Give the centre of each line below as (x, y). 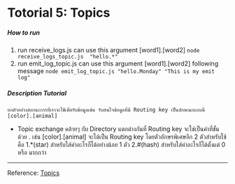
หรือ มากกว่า (32, 153)
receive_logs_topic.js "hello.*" (67, 57)
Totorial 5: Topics (59, 13)
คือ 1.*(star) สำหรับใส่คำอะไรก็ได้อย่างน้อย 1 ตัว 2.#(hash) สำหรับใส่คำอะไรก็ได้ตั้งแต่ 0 (121, 145)
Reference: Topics (34, 173)
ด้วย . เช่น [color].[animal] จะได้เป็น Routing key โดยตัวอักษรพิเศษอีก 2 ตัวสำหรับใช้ (122, 137)
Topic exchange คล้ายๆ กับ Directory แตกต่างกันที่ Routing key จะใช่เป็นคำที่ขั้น (118, 129)
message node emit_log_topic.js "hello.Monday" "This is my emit (116, 71)
